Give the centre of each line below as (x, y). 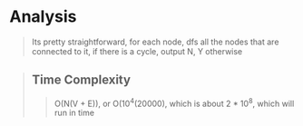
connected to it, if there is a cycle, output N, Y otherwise (137, 51)
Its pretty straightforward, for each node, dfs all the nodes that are (155, 42)
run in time (74, 113)
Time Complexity (81, 80)
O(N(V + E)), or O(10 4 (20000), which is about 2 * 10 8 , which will (174, 102)
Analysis (43, 17)
